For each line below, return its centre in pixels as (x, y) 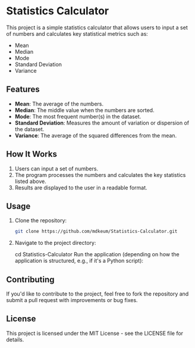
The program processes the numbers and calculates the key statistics (100, 175)
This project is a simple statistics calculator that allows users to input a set (97, 27)
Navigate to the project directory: (55, 243)
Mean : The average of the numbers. (59, 104)
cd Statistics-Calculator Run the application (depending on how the (97, 254)
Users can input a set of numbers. (56, 169)
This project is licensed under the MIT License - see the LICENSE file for (95, 333)
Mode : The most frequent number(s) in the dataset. (78, 116)
